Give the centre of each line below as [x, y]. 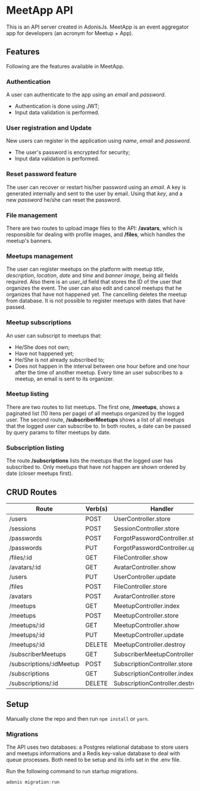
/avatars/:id [25, 567]
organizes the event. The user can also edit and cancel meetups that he [94, 288]
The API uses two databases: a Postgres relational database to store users [97, 747]
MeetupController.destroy [149, 645]
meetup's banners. [29, 240]
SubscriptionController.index [154, 673]
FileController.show [141, 557]
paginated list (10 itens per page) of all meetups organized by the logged [95, 413]
